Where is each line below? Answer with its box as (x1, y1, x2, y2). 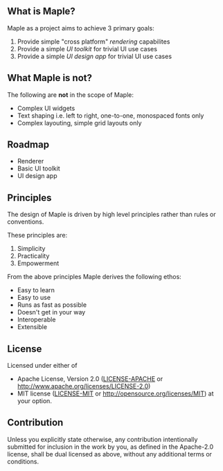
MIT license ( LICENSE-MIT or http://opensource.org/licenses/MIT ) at (17, 389, 214, 398)
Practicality (17, 252, 50, 260)
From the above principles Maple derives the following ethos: (7, 273, 181, 281)
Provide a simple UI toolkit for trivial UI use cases (17, 44, 158, 53)
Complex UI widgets (17, 104, 75, 112)
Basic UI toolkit (17, 164, 60, 172)
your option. (17, 397, 52, 405)
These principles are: (7, 231, 68, 240)
